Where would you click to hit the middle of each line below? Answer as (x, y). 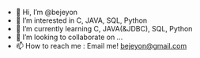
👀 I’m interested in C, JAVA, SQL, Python (81, 20)
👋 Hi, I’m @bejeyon (46, 12)
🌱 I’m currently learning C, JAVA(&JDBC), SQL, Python (104, 29)
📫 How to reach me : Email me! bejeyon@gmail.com (101, 46)
